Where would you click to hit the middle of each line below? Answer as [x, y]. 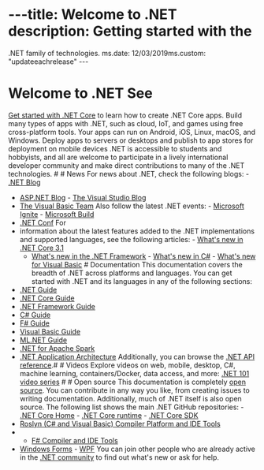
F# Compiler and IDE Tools [74, 440]
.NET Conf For [43, 222]
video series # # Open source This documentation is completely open [133, 382]
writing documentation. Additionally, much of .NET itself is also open [130, 398]
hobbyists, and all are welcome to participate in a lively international [118, 157]
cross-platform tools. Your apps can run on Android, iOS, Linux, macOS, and [132, 132]
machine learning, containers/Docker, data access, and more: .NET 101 [134, 373]
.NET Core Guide [47, 298]
